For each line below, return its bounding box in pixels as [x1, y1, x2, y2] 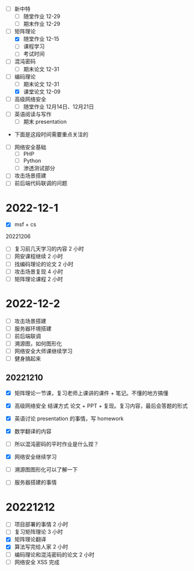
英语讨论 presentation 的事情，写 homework [14, 414, 124, 422]
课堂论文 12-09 [23, 88, 61, 95]
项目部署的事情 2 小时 [14, 521, 68, 528]
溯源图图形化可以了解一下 [14, 466, 78, 473]
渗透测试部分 [23, 164, 55, 172]
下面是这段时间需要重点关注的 [14, 131, 88, 138]
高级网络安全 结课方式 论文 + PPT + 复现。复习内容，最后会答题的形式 [14, 402, 188, 409]
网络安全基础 [14, 143, 46, 151]
